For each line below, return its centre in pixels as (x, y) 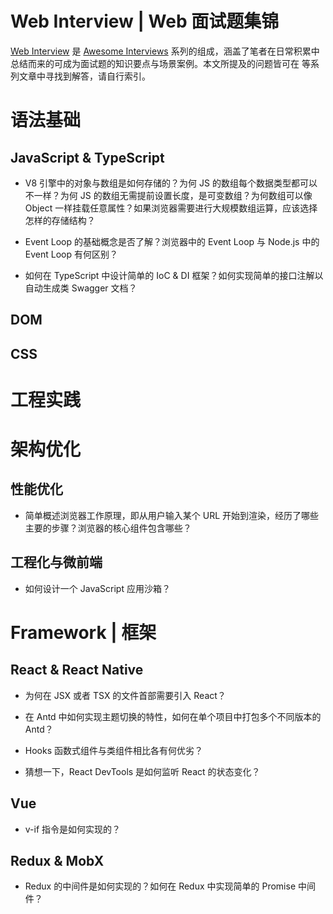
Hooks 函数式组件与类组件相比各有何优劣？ (113, 750)
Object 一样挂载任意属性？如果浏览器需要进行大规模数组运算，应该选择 (171, 208)
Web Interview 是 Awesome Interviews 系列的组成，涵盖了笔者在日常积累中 (165, 51)
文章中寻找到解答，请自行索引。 (84, 76)
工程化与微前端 (56, 562)
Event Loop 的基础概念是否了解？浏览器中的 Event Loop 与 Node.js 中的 (172, 241)
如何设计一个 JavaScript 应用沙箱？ (97, 588)
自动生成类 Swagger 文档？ (81, 288)
